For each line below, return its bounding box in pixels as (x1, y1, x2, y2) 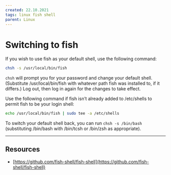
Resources (5, 145, 40, 154)
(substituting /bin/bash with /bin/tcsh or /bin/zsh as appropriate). (5, 126, 141, 132)
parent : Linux (5, 17, 36, 22)
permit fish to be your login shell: (5, 101, 75, 107)
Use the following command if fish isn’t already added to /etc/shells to (5, 95, 152, 102)
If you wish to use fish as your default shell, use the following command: (5, 56, 157, 62)
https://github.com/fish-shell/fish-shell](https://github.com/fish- (14, 159, 149, 165)
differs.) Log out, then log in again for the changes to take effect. (5, 86, 141, 92)
